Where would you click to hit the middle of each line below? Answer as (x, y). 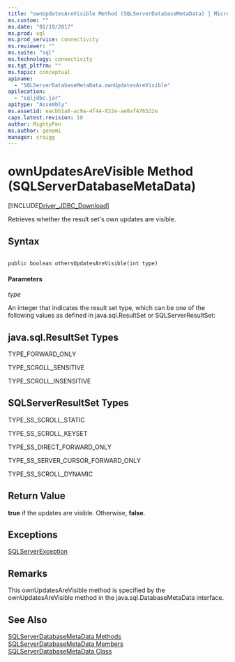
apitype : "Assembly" (38, 105)
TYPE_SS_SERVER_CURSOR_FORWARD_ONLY (75, 460)
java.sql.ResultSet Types (63, 337)
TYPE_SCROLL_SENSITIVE (46, 368)
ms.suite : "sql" (31, 53)
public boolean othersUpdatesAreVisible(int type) (83, 263)
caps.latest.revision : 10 (45, 117)
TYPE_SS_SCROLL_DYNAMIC (51, 474)
